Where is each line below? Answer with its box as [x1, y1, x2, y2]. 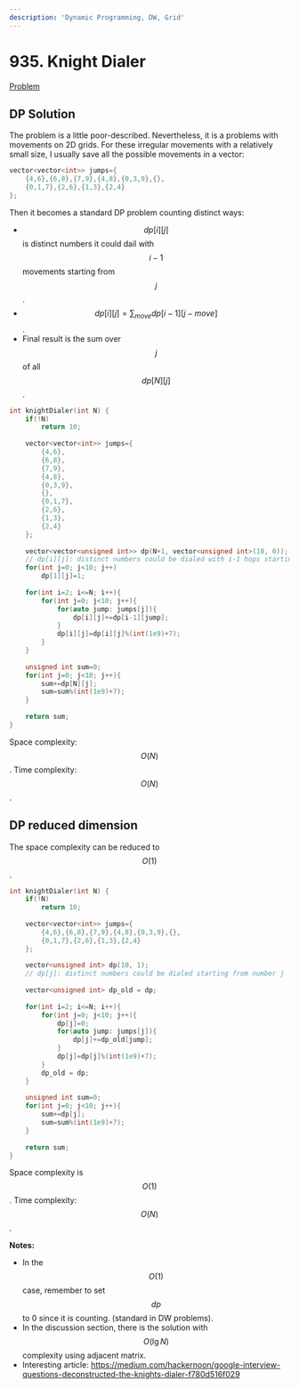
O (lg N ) [142, 1336, 169, 1347]
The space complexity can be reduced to [9, 842, 160, 852]
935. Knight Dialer [9, 51, 147, 71]
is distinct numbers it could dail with [21, 238, 155, 249]
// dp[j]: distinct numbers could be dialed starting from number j [25, 969, 285, 979]
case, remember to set [21, 1285, 106, 1295]
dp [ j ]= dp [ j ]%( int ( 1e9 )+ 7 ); [56, 1052, 158, 1061]
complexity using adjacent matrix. [21, 1350, 147, 1361]
